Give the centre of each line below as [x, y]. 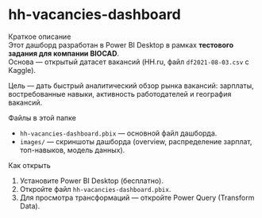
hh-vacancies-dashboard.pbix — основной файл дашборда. [118, 133]
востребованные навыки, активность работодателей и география [120, 94]
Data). [30, 206]
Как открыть [29, 165]
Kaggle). [22, 70]
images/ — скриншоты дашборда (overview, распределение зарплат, [136, 141]
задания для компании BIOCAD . [64, 53]
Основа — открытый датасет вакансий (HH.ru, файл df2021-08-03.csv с [129, 62]
